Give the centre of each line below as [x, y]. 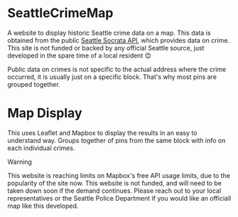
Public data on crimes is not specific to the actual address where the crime [117, 69]
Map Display [45, 113]
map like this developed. [43, 206]
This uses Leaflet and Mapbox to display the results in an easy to [102, 132]
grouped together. [34, 84]
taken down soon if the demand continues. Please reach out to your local [114, 191]
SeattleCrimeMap [60, 13]
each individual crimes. [41, 148]
